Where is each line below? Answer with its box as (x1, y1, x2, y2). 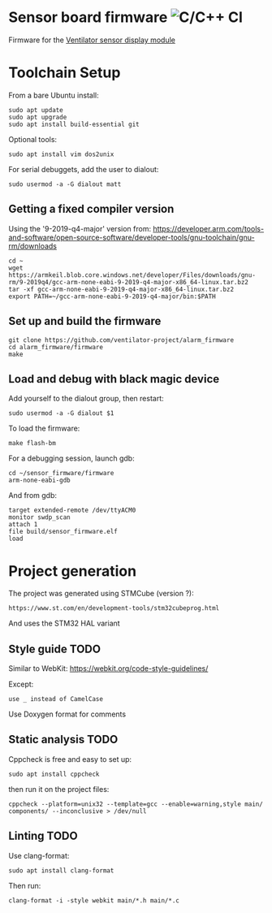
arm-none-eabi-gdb (8, 476, 71, 485)
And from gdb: (8, 491, 58, 500)
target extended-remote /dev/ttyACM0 (8, 506, 136, 515)
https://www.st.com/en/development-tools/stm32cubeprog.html (8, 604, 220, 612)
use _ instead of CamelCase (8, 695, 104, 703)
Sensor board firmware (8, 8, 168, 27)
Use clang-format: (8, 850, 70, 860)
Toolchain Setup (8, 63, 121, 82)
